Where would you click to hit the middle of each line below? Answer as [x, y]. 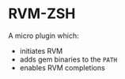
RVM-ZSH [42, 14]
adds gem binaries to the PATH [68, 59]
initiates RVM [41, 51]
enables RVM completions [62, 67]
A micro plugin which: [44, 36]
